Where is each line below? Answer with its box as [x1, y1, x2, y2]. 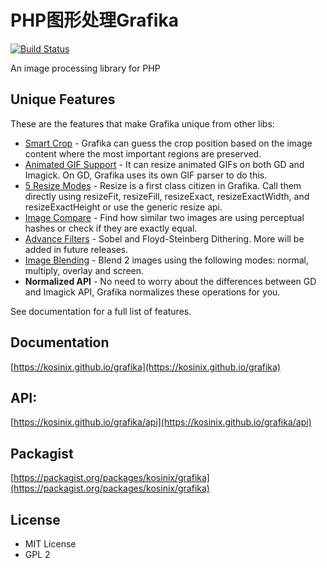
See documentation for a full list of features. [10, 305, 192, 317]
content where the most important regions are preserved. [24, 147, 262, 160]
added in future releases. [24, 243, 129, 255]
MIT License [24, 538, 77, 550]
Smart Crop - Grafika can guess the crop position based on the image [24, 137, 313, 149]
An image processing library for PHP [10, 62, 161, 74]
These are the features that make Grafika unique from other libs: [10, 117, 275, 130]
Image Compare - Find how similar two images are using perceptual [24, 211, 305, 223]
